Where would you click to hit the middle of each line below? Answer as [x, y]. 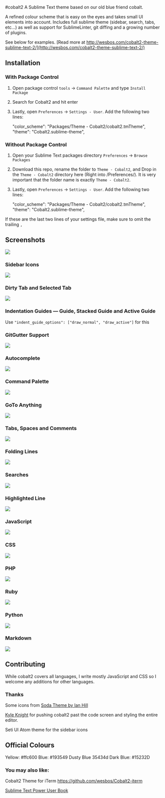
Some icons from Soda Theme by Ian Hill [47, 705]
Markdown [18, 638]
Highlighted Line [25, 498]
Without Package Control [36, 144]
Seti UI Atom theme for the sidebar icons [46, 730]
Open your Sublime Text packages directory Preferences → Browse [80, 155]
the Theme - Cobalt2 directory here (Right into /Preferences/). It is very [84, 174]
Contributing [25, 664]
